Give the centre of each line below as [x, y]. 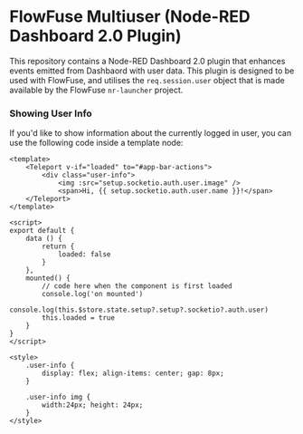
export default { [42, 231]
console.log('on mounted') [93, 294]
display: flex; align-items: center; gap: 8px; [133, 373]
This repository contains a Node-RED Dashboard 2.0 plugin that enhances [147, 61]
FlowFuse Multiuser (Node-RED [130, 17]
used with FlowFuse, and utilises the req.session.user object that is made [147, 80]
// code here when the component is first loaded [137, 286]
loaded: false [84, 255]
